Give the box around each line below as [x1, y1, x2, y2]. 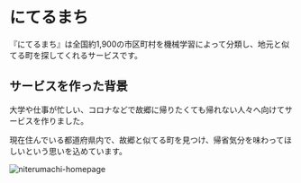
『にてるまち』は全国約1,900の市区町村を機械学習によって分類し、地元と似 [9, 39, 290, 49]
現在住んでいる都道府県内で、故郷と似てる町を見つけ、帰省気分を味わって [9, 135, 285, 145]
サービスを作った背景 [9, 79, 128, 94]
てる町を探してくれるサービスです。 [9, 49, 142, 60]
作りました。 [40, 115, 85, 126]
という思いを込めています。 [24, 145, 128, 156]
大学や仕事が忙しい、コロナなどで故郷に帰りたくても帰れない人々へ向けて [9, 104, 286, 115]
